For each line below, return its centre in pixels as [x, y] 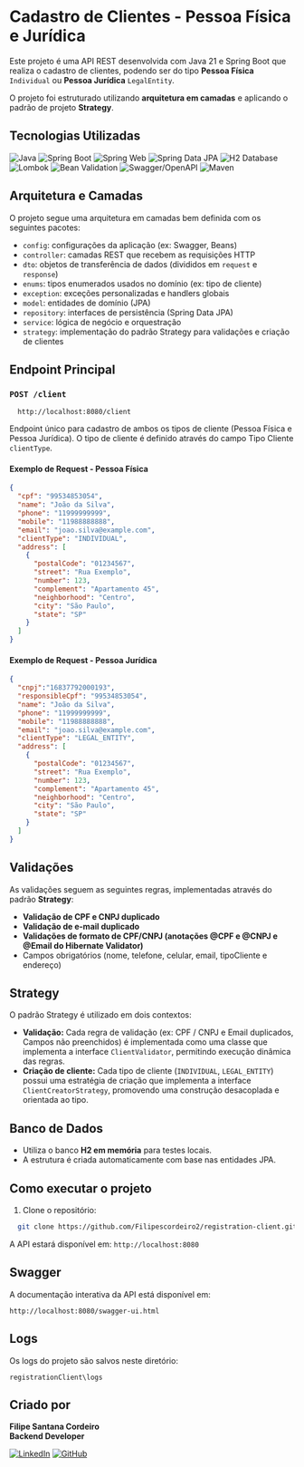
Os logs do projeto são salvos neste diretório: [94, 1360]
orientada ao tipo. [55, 1100]
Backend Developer [47, 1436]
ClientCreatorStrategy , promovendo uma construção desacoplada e [151, 1090]
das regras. [43, 1061]
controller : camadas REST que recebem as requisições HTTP [139, 255]
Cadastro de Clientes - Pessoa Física [150, 17]
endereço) [42, 965]
